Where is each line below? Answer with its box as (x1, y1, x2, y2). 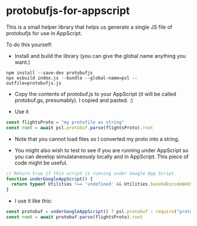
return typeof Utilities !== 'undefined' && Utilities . (11, 182, 151, 187)
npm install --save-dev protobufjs (6, 70, 93, 76)
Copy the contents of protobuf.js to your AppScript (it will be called (14, 90, 176, 97)
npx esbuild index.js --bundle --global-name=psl (6, 75, 130, 81)
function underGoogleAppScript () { (6, 176, 93, 182)
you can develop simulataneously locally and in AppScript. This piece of (14, 153, 189, 160)
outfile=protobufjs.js (6, 80, 62, 86)
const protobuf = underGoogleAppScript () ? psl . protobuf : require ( (6, 209, 177, 215)
